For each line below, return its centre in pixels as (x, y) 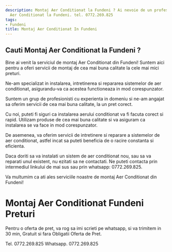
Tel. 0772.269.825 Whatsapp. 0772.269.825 (52, 244)
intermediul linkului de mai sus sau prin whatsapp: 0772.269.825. (74, 167)
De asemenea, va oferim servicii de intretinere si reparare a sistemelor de (83, 135)
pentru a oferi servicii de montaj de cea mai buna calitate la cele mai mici (82, 68)
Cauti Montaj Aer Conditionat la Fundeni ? (73, 50)
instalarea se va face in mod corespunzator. (51, 125)
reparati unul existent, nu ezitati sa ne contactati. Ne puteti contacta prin (81, 161)
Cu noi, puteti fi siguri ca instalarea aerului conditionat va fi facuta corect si (84, 114)
